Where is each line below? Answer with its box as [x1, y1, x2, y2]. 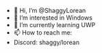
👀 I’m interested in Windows [13, 14, 92, 22]
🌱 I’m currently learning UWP [13, 21, 96, 29]
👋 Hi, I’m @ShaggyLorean [13, 7, 86, 14]
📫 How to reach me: [13, 29, 73, 37]
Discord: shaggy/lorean [13, 38, 80, 46]
